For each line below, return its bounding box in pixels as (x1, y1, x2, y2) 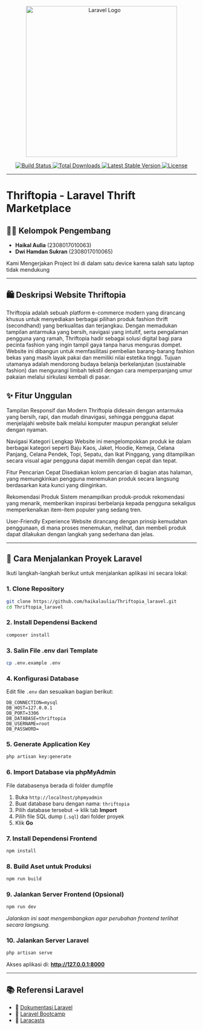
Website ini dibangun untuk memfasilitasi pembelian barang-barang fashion (6, 347, 195, 354)
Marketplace (6, 202, 71, 216)
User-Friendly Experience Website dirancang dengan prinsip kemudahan (6, 517, 187, 525)
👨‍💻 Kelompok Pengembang (6, 225, 111, 235)
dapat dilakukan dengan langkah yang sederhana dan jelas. (6, 530, 155, 537)
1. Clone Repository (6, 584, 65, 593)
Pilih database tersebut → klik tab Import (14, 806, 117, 813)
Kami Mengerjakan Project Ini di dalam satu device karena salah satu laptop (6, 260, 195, 267)
